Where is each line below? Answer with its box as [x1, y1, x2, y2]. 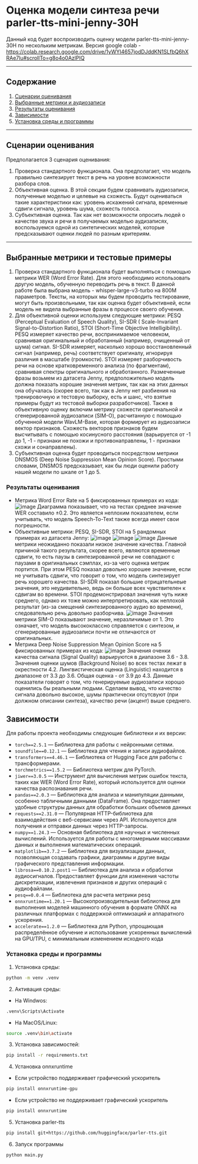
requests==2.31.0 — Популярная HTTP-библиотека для [14, 810, 153, 817]
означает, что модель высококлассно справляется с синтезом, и [14, 622, 180, 629]
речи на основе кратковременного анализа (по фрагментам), [14, 362, 171, 369]
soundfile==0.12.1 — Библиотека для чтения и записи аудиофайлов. [14, 747, 187, 754]
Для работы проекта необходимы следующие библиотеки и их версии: [6, 730, 187, 737]
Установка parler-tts [14, 1119, 65, 1126]
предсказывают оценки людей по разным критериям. [14, 230, 151, 237]
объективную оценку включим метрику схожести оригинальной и [14, 406, 183, 413]
